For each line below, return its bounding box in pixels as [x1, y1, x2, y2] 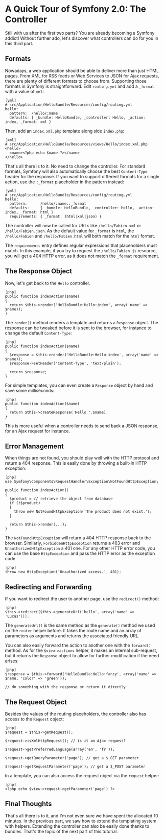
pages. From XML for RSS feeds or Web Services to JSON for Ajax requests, [5, 72, 159, 79]
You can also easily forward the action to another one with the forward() [5, 643, 151, 648]
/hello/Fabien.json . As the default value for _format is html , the [5, 228, 134, 234]
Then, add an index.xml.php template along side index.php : [5, 128, 125, 134]
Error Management [5, 442, 64, 450]
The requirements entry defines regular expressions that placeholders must [5, 242, 157, 248]
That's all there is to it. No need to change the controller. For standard [5, 163, 145, 169]
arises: [5, 658, 19, 664]
